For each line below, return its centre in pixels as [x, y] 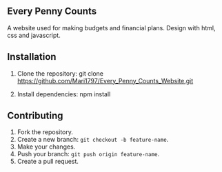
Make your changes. [46, 147]
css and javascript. [34, 35]
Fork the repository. [45, 132]
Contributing [35, 116]
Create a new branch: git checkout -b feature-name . [93, 140]
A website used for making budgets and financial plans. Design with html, [111, 28]
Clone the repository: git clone [60, 73]
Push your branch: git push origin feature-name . [88, 154]
